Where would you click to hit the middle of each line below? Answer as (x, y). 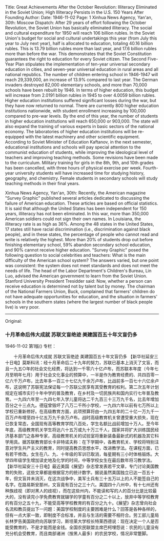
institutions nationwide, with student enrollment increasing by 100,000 (76, 111)
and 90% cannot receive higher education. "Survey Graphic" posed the (77, 250)
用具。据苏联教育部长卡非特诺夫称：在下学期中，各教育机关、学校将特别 (82, 442)
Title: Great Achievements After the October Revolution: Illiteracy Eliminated (81, 7)
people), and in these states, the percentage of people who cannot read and (82, 234)
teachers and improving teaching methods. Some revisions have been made (82, 157)
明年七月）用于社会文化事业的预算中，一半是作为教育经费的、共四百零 (84, 375)
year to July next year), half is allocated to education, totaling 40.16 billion (79, 43)
